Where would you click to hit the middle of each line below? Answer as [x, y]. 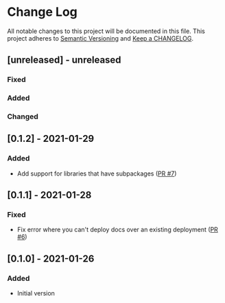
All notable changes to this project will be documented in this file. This [106, 31]
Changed [23, 116]
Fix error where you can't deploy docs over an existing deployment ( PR [117, 230]
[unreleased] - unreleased [64, 60]
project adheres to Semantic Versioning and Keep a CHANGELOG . [100, 38]
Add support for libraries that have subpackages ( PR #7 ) [97, 174]
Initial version [36, 293]
